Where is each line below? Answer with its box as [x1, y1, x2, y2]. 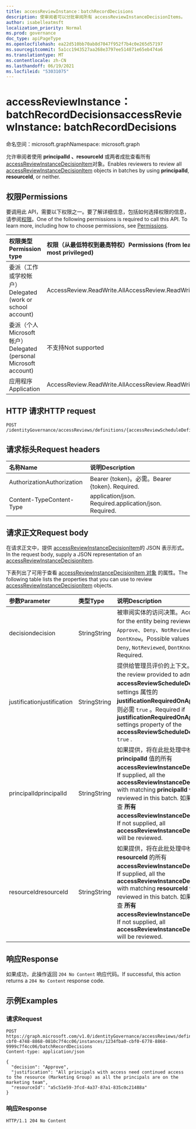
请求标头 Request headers [6, 445, 100, 455]
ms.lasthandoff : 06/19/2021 [6, 63, 75, 69]
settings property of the [116, 721, 182, 729]
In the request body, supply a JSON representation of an [6, 551, 142, 558]
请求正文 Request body [6, 528, 89, 538]
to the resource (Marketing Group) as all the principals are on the [6, 1074, 179, 1080]
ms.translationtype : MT [6, 52, 64, 58]
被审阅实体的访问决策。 [116, 608, 181, 617]
